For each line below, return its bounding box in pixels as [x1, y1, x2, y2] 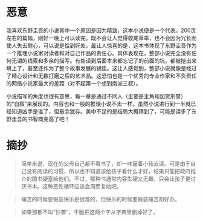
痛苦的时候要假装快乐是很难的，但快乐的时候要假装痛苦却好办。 [21, 195, 180, 203]
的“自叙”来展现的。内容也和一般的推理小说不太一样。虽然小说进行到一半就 [6, 100, 192, 107]
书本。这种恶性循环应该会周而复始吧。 [26, 182, 122, 190]
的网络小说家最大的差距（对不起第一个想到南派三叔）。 [6, 79, 141, 87]
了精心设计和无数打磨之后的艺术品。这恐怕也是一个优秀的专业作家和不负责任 [6, 72, 197, 79]
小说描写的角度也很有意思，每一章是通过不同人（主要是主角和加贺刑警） [6, 92, 186, 100]
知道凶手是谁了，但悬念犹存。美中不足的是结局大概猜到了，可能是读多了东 [11, 107, 197, 115]
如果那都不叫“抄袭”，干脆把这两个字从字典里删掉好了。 [21, 208, 159, 216]
